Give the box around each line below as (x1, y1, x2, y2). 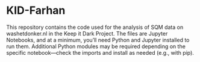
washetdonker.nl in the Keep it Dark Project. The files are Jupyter (6, 29, 168, 37)
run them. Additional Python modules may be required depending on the (6, 43, 186, 50)
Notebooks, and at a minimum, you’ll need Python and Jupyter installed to (6, 36, 190, 43)
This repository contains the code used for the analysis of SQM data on (6, 23, 184, 31)
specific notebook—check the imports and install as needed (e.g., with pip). (6, 49, 195, 56)
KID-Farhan (6, 4, 66, 17)
